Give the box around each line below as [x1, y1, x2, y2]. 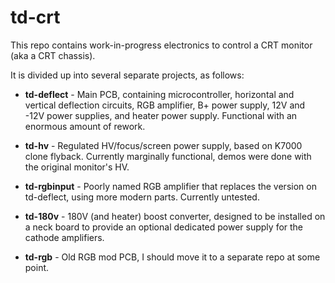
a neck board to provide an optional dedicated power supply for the [24, 221, 304, 233]
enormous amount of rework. [24, 120, 146, 132]
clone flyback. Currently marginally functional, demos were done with [24, 150, 312, 162]
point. [24, 261, 50, 273]
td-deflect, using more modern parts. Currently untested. [24, 191, 260, 203]
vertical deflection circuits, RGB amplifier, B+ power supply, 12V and [24, 99, 306, 111]
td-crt [10, 6, 61, 29]
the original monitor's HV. [24, 161, 130, 173]
